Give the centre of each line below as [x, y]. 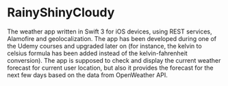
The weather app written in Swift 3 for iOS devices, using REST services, [110, 31]
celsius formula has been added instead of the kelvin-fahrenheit [98, 53]
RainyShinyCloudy [61, 13]
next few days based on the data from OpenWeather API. [87, 75]
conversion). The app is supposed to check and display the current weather [114, 60]
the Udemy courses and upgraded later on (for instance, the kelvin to [104, 46]
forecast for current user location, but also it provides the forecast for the [110, 68]
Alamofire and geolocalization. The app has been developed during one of [112, 38]
